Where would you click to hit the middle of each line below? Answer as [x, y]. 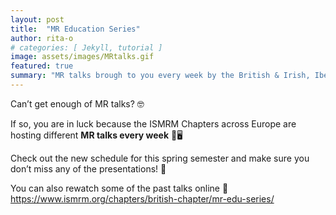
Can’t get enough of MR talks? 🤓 [77, 103]
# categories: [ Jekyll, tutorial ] [86, 47]
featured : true [42, 66]
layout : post [37, 19]
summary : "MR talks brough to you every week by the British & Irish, [160, 76]
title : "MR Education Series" [75, 29]
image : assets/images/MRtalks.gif [82, 57]
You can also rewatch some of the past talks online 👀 [119, 188]
